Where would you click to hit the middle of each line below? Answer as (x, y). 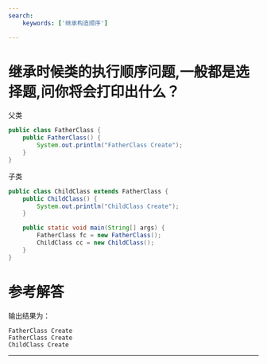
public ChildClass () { (60, 199)
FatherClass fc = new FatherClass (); (99, 236)
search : (21, 16)
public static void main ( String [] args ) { (94, 228)
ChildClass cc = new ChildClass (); (96, 243)
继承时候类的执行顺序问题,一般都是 (122, 72)
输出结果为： (29, 315)
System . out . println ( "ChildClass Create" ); (108, 206)
